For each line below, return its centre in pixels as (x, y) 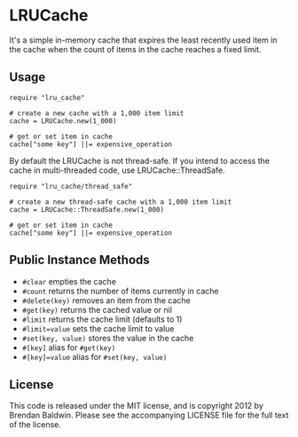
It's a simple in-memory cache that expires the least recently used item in (143, 40)
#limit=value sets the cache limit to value (98, 328)
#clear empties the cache (69, 281)
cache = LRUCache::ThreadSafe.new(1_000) (87, 209)
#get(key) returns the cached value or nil (97, 309)
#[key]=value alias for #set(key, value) (94, 356)
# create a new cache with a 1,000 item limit (97, 113)
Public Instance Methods (80, 260)
